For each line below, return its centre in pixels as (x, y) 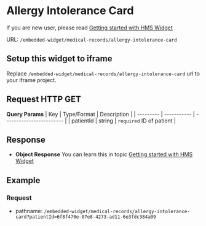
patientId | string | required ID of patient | (124, 121)
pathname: (29, 211)
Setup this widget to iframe (59, 59)
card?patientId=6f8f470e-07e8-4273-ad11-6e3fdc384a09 (85, 217)
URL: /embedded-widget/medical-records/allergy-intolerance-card (92, 39)
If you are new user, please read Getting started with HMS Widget (90, 28)
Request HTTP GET (44, 100)
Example (23, 180)
